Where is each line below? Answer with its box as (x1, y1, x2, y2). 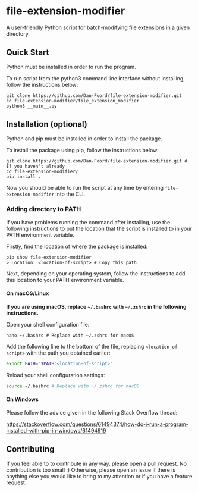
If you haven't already (6, 163, 65, 169)
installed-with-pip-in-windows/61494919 (6, 427, 106, 434)
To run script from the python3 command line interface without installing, (6, 74, 186, 82)
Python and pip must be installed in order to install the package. (6, 135, 162, 142)
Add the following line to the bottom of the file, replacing (6, 343, 144, 350)
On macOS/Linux (6, 290, 49, 297)
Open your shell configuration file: (6, 321, 90, 328)
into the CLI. (55, 190, 86, 198)
